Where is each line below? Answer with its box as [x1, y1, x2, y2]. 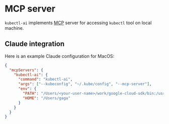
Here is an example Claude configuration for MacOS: [5, 53, 115, 59]
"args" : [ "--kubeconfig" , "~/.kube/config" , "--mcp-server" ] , [18, 82, 152, 87]
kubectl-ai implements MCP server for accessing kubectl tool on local [5, 20, 152, 26]
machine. [5, 25, 24, 31]
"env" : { [18, 86, 37, 91]
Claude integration [5, 40, 65, 48]
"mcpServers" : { [9, 68, 43, 73]
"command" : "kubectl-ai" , [18, 77, 73, 82]
